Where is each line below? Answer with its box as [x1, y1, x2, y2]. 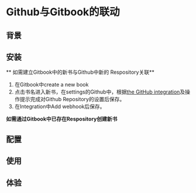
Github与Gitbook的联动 [6, 5, 120, 19]
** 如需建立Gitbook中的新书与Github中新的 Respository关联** [6, 68, 155, 76]
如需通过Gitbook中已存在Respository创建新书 [6, 115, 118, 123]
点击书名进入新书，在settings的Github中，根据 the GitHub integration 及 [14, 88, 185, 95]
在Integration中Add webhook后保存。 [14, 103, 105, 110]
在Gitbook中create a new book [14, 81, 89, 88]
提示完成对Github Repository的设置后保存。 [19, 96, 125, 103]
